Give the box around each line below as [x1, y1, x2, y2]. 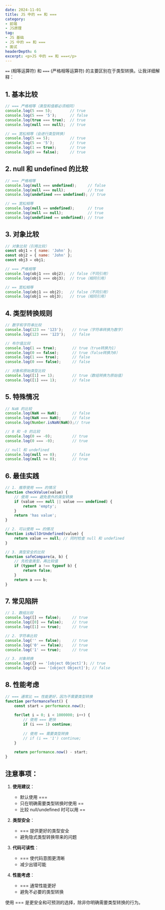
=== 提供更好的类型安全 [19, 828, 70, 834]
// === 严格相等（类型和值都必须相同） [5, 104, 77, 109]
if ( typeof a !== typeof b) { [14, 564, 77, 569]
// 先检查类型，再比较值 [14, 559, 58, 564]
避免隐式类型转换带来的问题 [19, 834, 77, 840]
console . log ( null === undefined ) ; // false [5, 183, 106, 188]
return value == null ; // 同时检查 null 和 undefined [14, 536, 125, 541]
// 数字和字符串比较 [5, 322, 42, 328]
